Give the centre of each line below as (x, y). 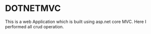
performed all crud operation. (34, 26)
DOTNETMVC (33, 8)
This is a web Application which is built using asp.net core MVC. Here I (76, 22)
